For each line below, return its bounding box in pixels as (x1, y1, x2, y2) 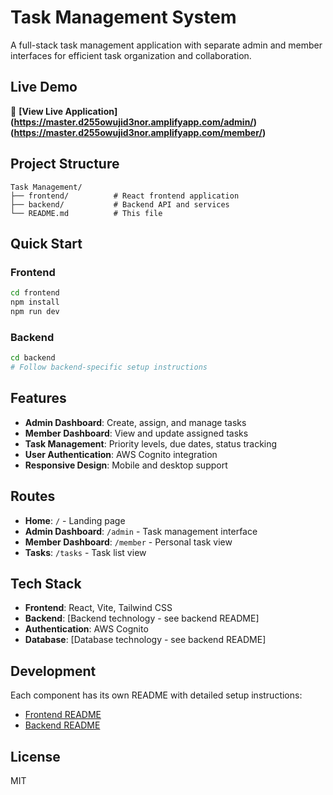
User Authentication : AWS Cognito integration (24, 448, 218, 460)
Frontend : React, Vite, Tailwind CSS (24, 602, 173, 614)
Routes (10, 488, 56, 505)
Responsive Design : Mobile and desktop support (24, 459, 228, 471)
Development (10, 662, 97, 680)
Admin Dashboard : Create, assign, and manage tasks (24, 416, 247, 428)
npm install (10, 297, 60, 308)
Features (10, 390, 67, 407)
